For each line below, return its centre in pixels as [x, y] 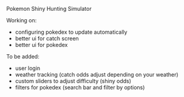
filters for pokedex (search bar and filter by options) [80, 87]
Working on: [22, 20]
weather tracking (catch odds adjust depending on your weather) [97, 74]
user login [28, 68]
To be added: [23, 56]
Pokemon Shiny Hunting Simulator [49, 9]
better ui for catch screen [47, 38]
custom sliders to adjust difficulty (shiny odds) [73, 81]
